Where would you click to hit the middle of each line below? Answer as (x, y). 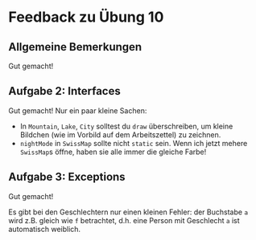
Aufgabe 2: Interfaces (64, 91)
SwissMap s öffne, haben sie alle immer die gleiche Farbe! (113, 152)
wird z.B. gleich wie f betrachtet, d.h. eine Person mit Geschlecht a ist (124, 220)
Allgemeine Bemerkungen (75, 47)
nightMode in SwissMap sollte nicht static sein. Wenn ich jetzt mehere (134, 143)
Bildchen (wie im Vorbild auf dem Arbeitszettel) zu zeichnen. (120, 134)
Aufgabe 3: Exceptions (67, 177)
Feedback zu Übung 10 (86, 17)
